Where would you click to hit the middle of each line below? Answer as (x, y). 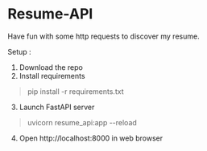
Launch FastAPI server (57, 107)
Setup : (19, 51)
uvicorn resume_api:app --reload (82, 122)
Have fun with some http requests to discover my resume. (103, 36)
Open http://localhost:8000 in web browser (91, 138)
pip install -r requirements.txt (75, 91)
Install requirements (52, 75)
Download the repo (51, 67)
